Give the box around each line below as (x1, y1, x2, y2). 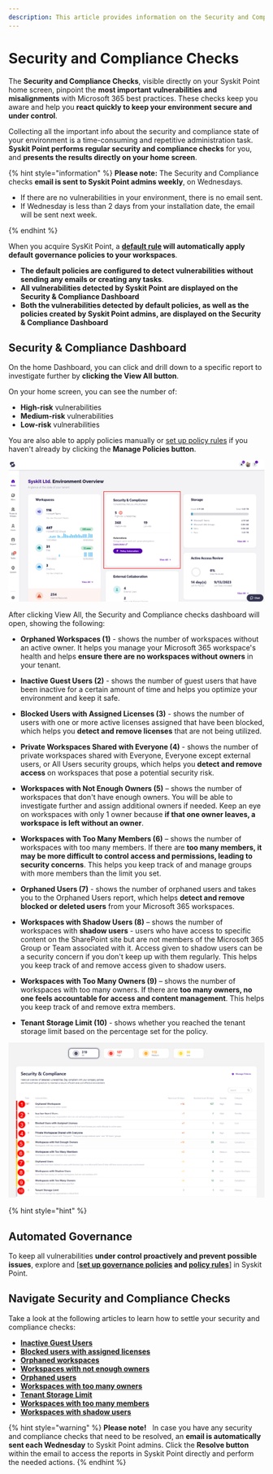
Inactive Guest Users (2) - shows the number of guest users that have (19, 676, 258, 686)
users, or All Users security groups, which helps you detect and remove (19, 759, 262, 769)
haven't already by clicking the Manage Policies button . (8, 444, 197, 454)
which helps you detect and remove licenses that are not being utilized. (19, 726, 262, 736)
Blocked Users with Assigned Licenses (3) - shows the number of (19, 709, 245, 719)
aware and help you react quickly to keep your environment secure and (8, 102, 253, 111)
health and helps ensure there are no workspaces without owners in (19, 651, 253, 662)
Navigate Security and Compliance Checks (8, 1292, 231, 1306)
